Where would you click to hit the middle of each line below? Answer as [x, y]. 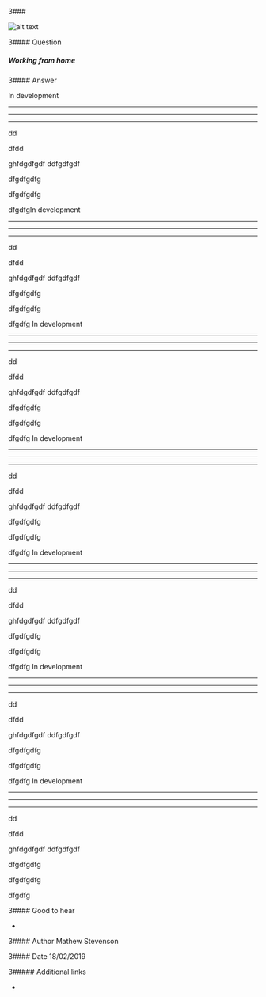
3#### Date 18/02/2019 [47, 956]
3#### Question [35, 42]
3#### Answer [33, 80]
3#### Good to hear [42, 910]
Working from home [42, 60]
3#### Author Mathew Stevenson [63, 941]
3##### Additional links [47, 972]
